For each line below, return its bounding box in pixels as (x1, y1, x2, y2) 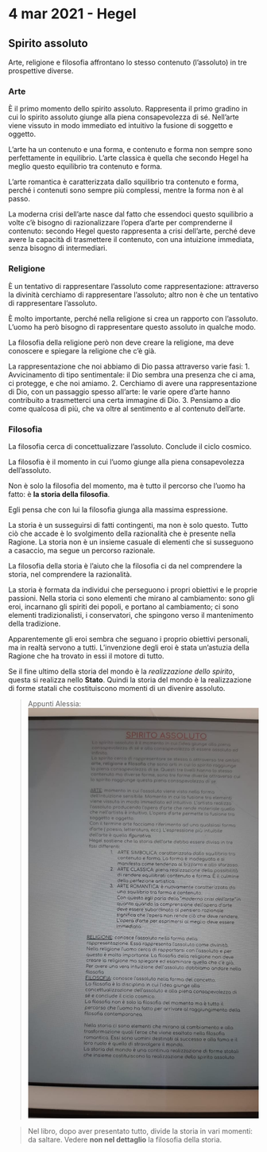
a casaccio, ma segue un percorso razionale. (8, 545, 156, 555)
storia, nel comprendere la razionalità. (8, 569, 133, 579)
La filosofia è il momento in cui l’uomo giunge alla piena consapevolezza (8, 457, 245, 467)
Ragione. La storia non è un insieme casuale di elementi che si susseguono (8, 537, 254, 546)
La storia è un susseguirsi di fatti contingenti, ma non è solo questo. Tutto (8, 520, 249, 529)
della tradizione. (8, 619, 61, 628)
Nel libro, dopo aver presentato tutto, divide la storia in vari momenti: (27, 1127, 253, 1136)
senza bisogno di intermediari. (8, 244, 108, 253)
